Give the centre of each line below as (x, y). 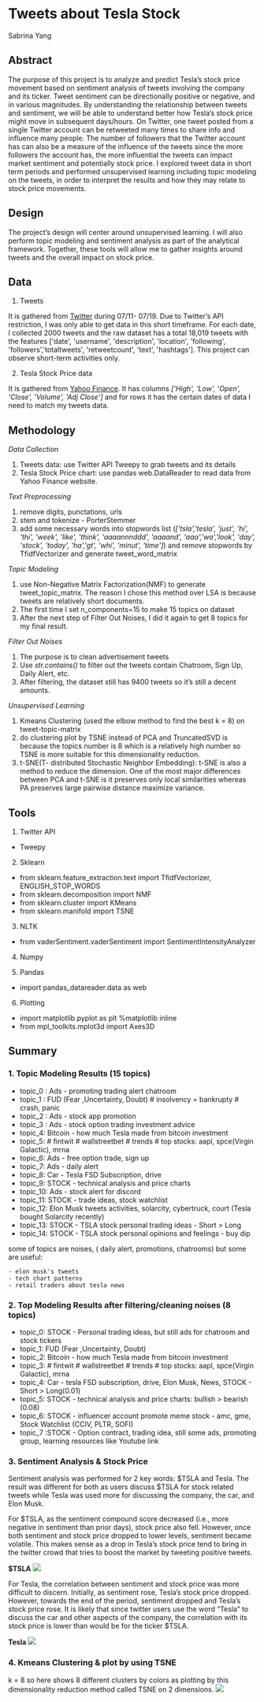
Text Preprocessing (40, 497)
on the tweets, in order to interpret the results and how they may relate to (127, 180)
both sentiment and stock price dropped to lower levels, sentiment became (130, 1536)
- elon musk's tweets (44, 1271)
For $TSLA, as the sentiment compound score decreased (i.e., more (119, 1519)
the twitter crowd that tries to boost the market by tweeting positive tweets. (130, 1553)
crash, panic (40, 1107)
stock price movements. (47, 188)
